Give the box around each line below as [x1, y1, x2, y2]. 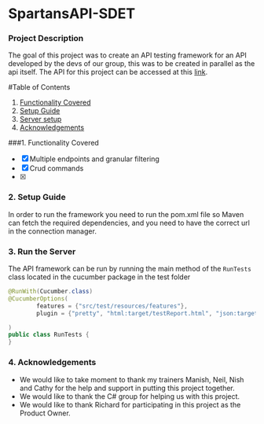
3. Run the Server [8, 245, 76, 256]
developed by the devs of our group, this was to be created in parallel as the [8, 59, 255, 68]
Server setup [19, 115, 62, 124]
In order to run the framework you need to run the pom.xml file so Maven [8, 209, 244, 219]
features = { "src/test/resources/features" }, [36, 302, 189, 310]
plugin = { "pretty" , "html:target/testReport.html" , [36, 309, 213, 317]
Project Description [8, 33, 84, 44]
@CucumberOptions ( [8, 294, 68, 303]
